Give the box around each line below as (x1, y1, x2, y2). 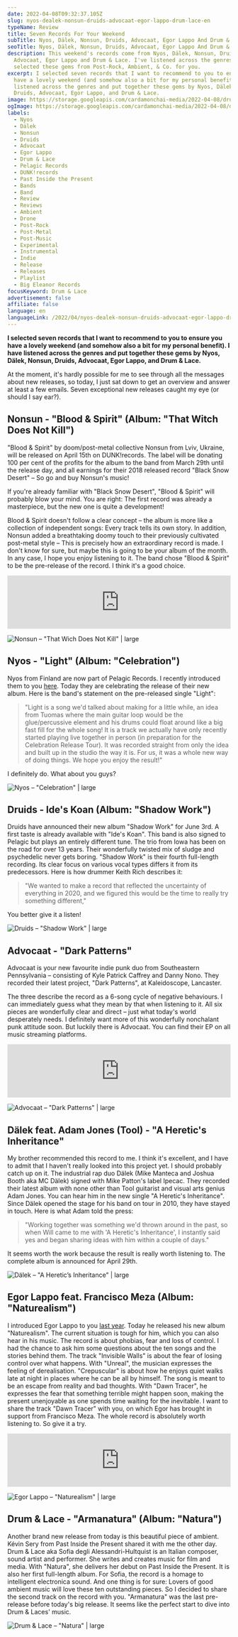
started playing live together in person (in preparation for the (24, 733, 202, 741)
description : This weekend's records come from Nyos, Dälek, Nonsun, (7, 50, 217, 58)
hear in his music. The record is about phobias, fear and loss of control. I (7, 1336, 220, 1344)
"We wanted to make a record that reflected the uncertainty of (24, 881, 207, 890)
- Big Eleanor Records (13, 281, 81, 288)
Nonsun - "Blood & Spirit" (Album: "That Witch (7, 413, 218, 425)
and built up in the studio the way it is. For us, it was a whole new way (24, 748, 229, 756)
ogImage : (7, 103, 33, 110)
